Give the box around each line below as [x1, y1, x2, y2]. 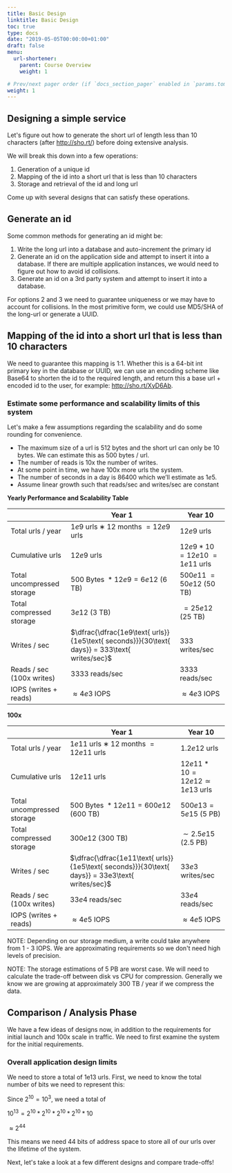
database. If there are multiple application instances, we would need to [17, 260, 219, 268]
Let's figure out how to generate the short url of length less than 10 [7, 131, 197, 139]
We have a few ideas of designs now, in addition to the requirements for [7, 1025, 212, 1033]
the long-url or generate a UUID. [7, 309, 99, 318]
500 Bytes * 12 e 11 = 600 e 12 [70, 800, 171, 810]
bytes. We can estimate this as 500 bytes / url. [17, 451, 150, 459]
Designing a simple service [7, 112, 126, 125]
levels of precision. [7, 951, 61, 959]
